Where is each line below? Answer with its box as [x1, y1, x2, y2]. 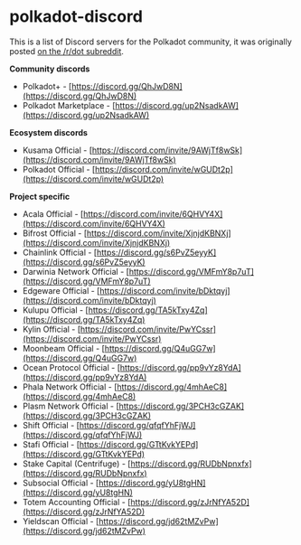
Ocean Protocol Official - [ [22, 362, 120, 372]
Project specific [9, 191, 71, 202]
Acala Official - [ [22, 208, 84, 219]
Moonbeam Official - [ [22, 343, 106, 353]
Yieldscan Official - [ [22, 515, 99, 526]
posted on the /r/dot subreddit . [9, 45, 125, 56]
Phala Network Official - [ [22, 381, 118, 392]
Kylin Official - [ [22, 324, 81, 334]
